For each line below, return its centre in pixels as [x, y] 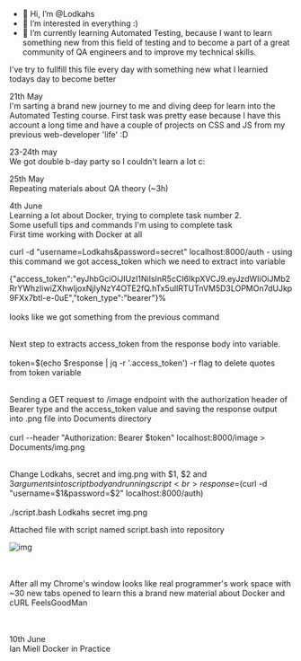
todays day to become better [63, 79]
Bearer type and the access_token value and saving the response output [143, 409]
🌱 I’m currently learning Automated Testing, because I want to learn [147, 33]
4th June [26, 206]
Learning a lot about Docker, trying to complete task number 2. [126, 215]
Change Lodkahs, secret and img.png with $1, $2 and [108, 474]
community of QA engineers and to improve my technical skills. [139, 52]
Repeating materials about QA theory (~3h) [89, 188]
